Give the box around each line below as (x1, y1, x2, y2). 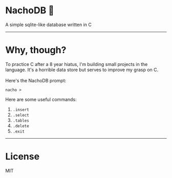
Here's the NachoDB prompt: (5, 77, 67, 83)
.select (12, 113, 29, 118)
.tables (12, 118, 29, 123)
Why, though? (5, 44, 67, 56)
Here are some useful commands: (5, 96, 77, 102)
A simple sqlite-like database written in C (5, 21, 92, 28)
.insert (12, 107, 29, 112)
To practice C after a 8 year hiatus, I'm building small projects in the (5, 61, 148, 67)
